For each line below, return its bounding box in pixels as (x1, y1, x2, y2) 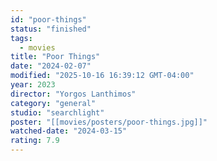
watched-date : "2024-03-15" (10, 126, 128, 136)
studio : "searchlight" (10, 107, 105, 118)
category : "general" (10, 98, 97, 108)
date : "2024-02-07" (10, 61, 92, 71)
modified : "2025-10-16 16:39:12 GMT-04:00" (10, 71, 195, 81)
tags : (10, 33, 33, 43)
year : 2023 (10, 80, 56, 90)
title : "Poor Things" (10, 52, 101, 62)
